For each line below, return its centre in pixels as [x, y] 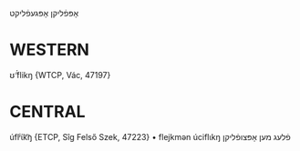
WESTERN [49, 50]
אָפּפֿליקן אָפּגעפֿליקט [44, 13]
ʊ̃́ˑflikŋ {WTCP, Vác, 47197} [60, 75]
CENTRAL [47, 112]
